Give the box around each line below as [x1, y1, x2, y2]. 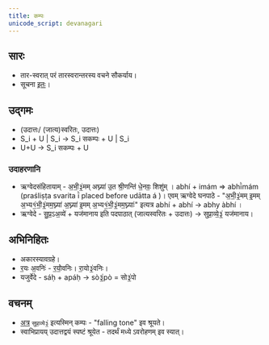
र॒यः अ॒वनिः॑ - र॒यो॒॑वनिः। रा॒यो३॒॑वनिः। [19, 264, 109, 273]
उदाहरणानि [8, 164, 41, 175]
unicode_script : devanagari [8, 19, 103, 27]
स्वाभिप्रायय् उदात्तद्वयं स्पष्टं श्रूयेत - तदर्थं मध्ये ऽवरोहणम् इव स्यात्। [19, 327, 184, 337]
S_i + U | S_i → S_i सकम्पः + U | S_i [19, 134, 129, 143]
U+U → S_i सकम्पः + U [19, 143, 89, 153]
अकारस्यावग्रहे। [19, 255, 61, 264]
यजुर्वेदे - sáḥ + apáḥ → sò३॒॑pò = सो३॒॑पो [19, 272, 137, 282]
